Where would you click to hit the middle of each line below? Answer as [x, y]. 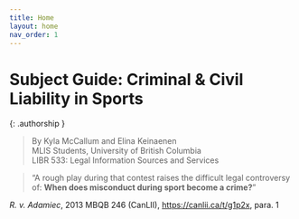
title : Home [32, 18]
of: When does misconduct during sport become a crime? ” [144, 187]
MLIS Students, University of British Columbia [116, 151]
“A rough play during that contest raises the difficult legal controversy [161, 178]
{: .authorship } [37, 124]
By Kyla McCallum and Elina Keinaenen [104, 141]
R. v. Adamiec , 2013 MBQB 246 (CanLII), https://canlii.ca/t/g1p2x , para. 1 [144, 205]
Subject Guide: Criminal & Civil [126, 79]
